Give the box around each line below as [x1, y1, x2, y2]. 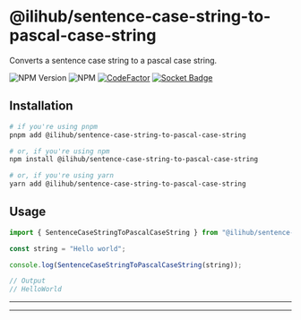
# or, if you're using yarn [9, 171, 115, 180]
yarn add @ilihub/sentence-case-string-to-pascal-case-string [9, 179, 246, 189]
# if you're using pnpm [9, 122, 99, 131]
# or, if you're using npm [9, 146, 110, 156]
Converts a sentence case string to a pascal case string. [9, 55, 218, 65]
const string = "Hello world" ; [9, 244, 126, 253]
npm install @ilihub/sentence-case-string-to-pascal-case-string [9, 155, 258, 164]
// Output [9, 276, 47, 286]
